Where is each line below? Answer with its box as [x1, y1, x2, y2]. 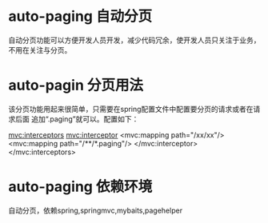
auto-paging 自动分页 [8, 7, 153, 26]
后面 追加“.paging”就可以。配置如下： [14, 113, 139, 124]
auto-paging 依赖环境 [8, 177, 153, 196]
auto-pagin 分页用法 [8, 77, 144, 94]
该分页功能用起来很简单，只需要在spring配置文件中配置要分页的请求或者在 [8, 104, 254, 113]
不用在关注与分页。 [8, 45, 72, 54]
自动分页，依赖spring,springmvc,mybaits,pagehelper [8, 205, 182, 215]
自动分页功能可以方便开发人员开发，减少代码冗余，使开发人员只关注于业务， [8, 35, 261, 45]
